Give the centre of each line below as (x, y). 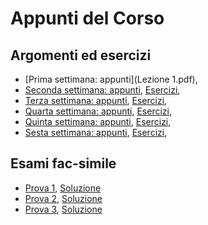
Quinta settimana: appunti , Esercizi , (98, 121)
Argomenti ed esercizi (81, 55)
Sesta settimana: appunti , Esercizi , (96, 132)
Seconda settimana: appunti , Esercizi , (102, 90)
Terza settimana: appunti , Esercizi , (96, 100)
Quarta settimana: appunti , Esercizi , (98, 111)
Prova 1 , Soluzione (63, 188)
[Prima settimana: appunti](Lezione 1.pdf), (111, 79)
